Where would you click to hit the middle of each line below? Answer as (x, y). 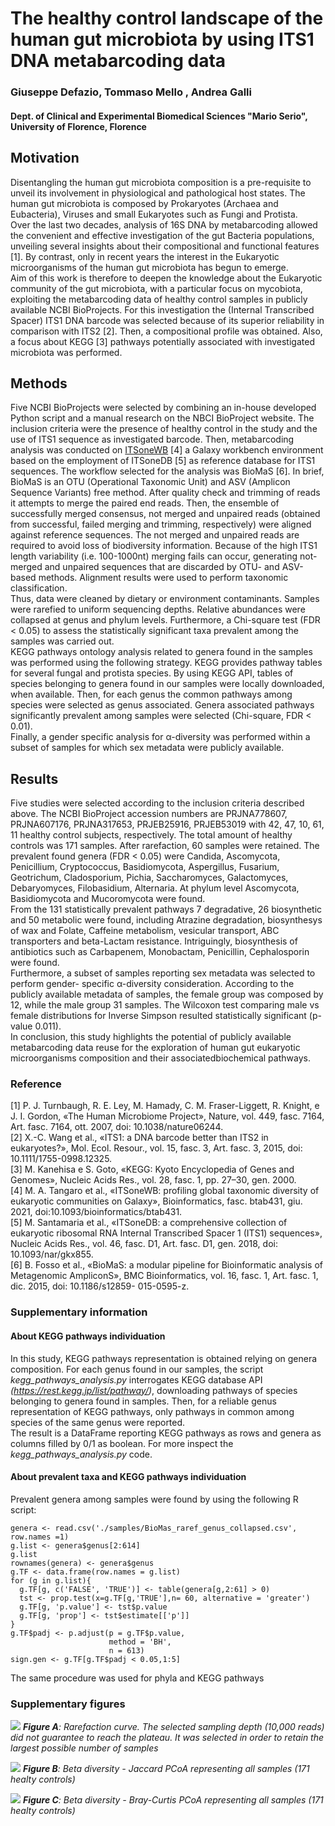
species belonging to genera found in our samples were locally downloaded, (167, 684)
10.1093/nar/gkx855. (52, 1254)
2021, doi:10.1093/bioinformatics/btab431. (96, 1212)
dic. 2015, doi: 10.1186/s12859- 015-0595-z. (100, 1286)
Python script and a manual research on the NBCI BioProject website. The (162, 418)
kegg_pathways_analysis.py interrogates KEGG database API (136, 1379)
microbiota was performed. (66, 352)
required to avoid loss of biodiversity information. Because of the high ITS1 (164, 546)
